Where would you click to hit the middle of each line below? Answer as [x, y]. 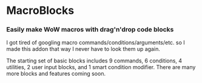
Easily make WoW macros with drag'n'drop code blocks [90, 30]
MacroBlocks [40, 11]
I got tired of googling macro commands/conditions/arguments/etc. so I [96, 42]
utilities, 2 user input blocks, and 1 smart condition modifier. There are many [101, 67]
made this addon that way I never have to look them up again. [83, 49]
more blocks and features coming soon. [56, 74]
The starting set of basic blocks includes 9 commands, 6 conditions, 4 [94, 61]
